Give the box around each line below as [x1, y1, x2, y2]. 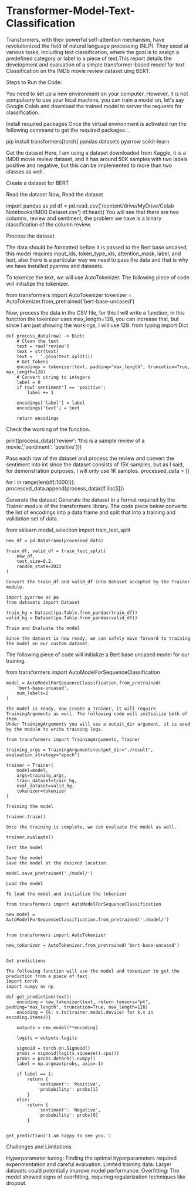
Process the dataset [6, 232, 55, 239]
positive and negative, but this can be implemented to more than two [6, 162, 172, 169]
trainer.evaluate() [6, 834, 54, 840]
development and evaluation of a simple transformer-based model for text [6, 61, 185, 68]
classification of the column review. [6, 221, 92, 228]
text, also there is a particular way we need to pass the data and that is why [6, 256, 189, 263]
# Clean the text [16, 338, 59, 344]
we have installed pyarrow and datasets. [6, 262, 104, 269]
